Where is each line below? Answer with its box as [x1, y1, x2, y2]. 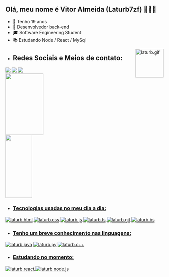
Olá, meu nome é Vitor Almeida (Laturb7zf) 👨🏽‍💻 [5, 5, 157, 14]
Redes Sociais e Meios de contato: [12, 53, 123, 62]
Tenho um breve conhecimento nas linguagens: [12, 229, 132, 236]
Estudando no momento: [12, 254, 74, 261]
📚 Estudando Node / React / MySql [12, 37, 87, 43]
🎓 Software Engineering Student [12, 29, 82, 35]
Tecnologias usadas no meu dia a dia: [12, 205, 107, 212]
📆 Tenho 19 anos [12, 18, 47, 24]
